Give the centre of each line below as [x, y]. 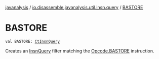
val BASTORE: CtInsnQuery [32, 41]
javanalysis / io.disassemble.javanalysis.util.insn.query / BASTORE [74, 7]
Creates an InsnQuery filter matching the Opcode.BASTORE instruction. [80, 51]
